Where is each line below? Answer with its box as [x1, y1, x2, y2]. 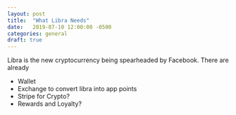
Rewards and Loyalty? [17, 99, 82, 108]
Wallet [17, 77, 37, 85]
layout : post [7, 10, 46, 18]
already [7, 63, 30, 72]
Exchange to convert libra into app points [17, 85, 137, 93]
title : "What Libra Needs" [7, 17, 90, 24]
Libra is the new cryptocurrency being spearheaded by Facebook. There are [7, 56, 229, 64]
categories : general [7, 30, 68, 37]
